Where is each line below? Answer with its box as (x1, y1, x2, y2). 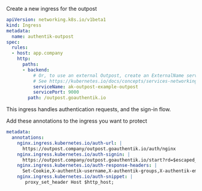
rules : (11, 44, 28, 50)
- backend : (22, 67, 50, 73)
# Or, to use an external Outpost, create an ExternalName (32, 72, 185, 79)
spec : (6, 39, 20, 45)
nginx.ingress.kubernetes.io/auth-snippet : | (17, 174, 133, 180)
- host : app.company (11, 50, 63, 56)
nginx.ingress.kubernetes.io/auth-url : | (17, 140, 122, 146)
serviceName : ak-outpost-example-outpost (32, 83, 138, 89)
